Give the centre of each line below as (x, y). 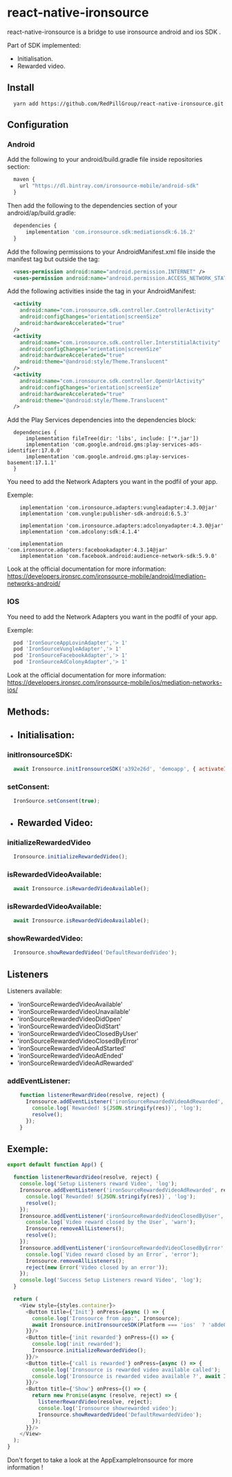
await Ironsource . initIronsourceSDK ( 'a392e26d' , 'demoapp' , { (105, 769)
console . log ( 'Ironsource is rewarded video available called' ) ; (126, 1370)
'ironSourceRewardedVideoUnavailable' (74, 1012)
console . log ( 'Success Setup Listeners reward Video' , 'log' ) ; (111, 1280)
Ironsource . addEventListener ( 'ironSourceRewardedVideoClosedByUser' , (122, 1216)
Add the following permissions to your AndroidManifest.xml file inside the (112, 252)
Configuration (38, 125)
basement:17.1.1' (32, 463)
